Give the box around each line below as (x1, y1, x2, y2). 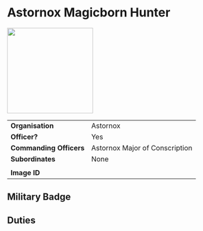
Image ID (10, 167, 40, 177)
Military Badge (7, 191, 71, 203)
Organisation (10, 121, 54, 131)
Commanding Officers (10, 143, 85, 152)
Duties (7, 214, 36, 226)
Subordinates (10, 154, 56, 163)
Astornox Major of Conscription (91, 143, 193, 152)
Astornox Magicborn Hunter (7, 5, 171, 21)
